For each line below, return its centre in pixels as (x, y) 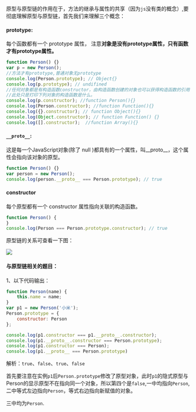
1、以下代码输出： (28, 280)
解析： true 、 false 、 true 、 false (45, 364)
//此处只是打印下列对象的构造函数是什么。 (51, 95)
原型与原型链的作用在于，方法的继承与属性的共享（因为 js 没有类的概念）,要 (97, 9)
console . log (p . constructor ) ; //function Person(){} (71, 101)
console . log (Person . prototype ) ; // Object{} (62, 78)
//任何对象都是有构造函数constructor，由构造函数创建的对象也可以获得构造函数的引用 (98, 90)
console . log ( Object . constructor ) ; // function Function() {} (83, 117)
